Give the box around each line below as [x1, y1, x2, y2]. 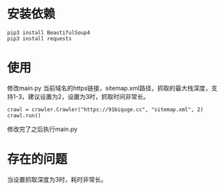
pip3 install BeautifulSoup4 [7, 29, 90, 36]
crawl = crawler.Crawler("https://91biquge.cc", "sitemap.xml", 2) [7, 106, 204, 113]
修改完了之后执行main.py [7, 124, 77, 133]
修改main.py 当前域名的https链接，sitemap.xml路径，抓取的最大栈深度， [7, 83, 212, 92]
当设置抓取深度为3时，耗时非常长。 [7, 175, 108, 183]
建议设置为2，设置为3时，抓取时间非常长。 [27, 92, 149, 100]
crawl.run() [7, 112, 41, 119]
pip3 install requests [7, 35, 72, 42]
